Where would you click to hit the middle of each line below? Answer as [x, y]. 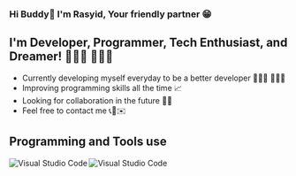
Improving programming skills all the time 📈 [102, 88]
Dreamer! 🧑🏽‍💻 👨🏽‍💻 [61, 57]
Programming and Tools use [88, 142]
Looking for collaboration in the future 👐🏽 [97, 100]
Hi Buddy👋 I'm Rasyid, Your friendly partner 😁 [110, 14]
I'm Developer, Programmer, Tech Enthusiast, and [148, 43]
